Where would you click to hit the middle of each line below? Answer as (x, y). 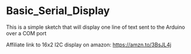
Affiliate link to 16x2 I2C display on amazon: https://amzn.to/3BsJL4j (89, 45)
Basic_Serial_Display (58, 11)
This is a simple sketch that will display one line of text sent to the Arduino (95, 27)
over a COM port (26, 33)
